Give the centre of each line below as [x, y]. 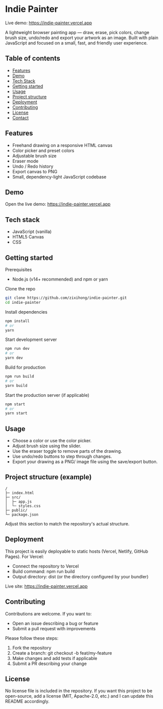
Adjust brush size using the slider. [47, 446]
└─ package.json [22, 515]
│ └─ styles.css [23, 506]
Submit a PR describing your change [49, 663]
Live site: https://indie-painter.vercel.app [46, 586]
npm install [17, 321]
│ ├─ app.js [19, 501]
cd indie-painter [23, 302]
